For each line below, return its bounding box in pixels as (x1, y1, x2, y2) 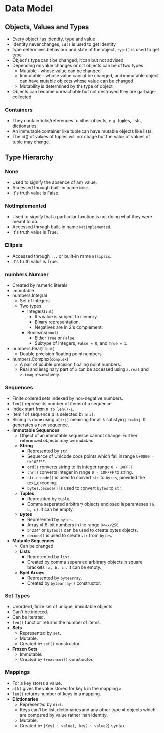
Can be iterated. (12, 614, 45, 620)
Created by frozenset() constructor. (19, 657, 94, 662)
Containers (5, 106, 33, 113)
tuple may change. (12, 139, 50, 145)
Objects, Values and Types (5, 23, 89, 31)
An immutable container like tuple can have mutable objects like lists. (12, 128, 153, 134)
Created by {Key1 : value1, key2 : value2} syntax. (19, 722, 126, 728)
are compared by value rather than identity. (19, 712, 108, 718)
